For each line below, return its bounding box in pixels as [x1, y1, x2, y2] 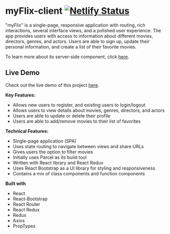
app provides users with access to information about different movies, [5, 33, 153, 39]
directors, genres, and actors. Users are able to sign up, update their [5, 38, 150, 44]
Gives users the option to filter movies [12, 149, 93, 155]
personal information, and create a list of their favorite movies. [5, 43, 137, 50]
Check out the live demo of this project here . [5, 82, 100, 88]
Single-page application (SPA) [12, 138, 77, 144]
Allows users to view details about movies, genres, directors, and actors [12, 107, 165, 113]
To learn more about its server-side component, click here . [5, 54, 130, 60]
